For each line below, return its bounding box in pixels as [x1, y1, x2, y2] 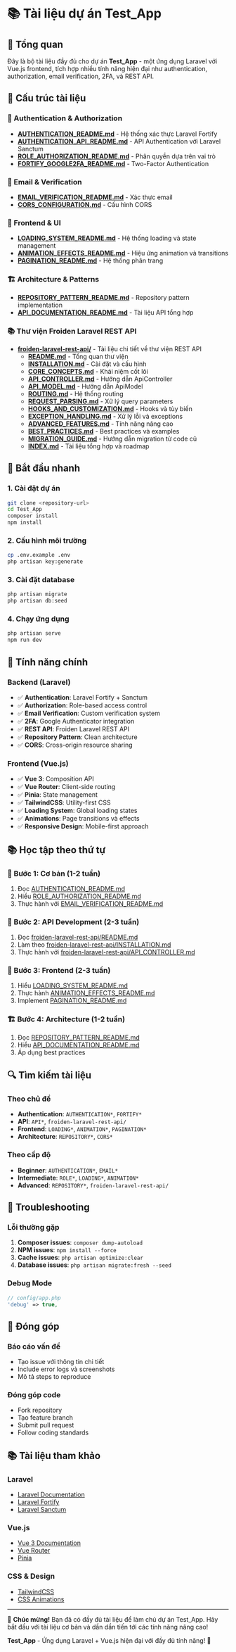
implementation [17, 301, 63, 309]
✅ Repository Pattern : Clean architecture [17, 733, 138, 741]
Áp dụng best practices [17, 1048, 86, 1057]
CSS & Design [7, 1571, 55, 1581]
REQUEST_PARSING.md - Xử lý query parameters [27, 397, 173, 405]
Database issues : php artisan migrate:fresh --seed [17, 1261, 172, 1269]
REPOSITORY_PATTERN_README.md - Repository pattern [17, 293, 190, 301]
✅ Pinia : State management [17, 790, 98, 799]
